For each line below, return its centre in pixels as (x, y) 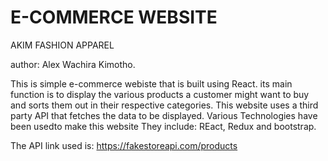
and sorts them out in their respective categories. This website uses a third (164, 105)
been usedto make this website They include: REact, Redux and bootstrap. (163, 126)
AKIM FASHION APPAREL (62, 45)
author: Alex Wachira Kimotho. (73, 64)
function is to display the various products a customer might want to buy (160, 94)
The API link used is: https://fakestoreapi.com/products (124, 145)
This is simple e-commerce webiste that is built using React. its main (151, 83)
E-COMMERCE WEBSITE (114, 17)
